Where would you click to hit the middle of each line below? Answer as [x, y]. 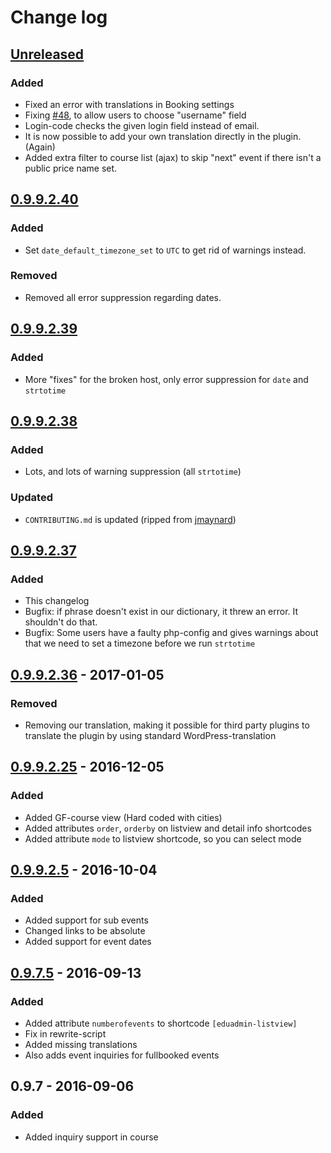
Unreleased [47, 54]
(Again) [40, 147]
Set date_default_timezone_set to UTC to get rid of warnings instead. [165, 250]
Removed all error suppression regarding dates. [123, 297]
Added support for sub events [86, 920]
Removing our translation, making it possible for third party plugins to [167, 725]
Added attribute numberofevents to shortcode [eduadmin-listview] [161, 1023]
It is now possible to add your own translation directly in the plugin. [163, 136]
